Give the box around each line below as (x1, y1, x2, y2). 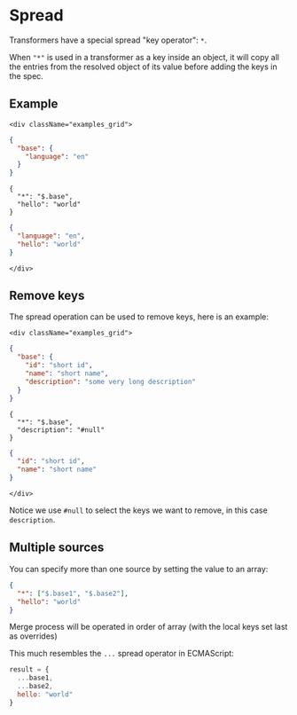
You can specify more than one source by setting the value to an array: (9, 563, 269, 574)
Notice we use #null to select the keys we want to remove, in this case (9, 505, 268, 515)
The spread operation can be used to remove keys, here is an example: (9, 311, 269, 322)
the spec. (9, 70, 44, 81)
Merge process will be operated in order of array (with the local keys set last (9, 622, 288, 632)
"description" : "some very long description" (25, 377, 197, 386)
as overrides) (9, 631, 58, 641)
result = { (9, 665, 50, 674)
